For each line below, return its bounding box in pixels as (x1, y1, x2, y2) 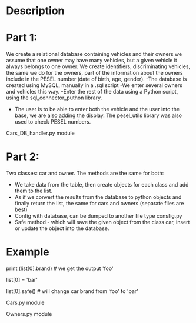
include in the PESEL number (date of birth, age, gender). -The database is (6, 75, 187, 83)
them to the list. (14, 187, 53, 195)
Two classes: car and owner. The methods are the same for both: (6, 169, 164, 177)
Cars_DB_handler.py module (6, 129, 75, 136)
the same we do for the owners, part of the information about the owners (6, 69, 184, 76)
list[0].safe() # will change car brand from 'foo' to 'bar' (6, 288, 138, 295)
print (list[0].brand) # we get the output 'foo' (6, 265, 114, 272)
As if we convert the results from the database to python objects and (14, 194, 182, 201)
